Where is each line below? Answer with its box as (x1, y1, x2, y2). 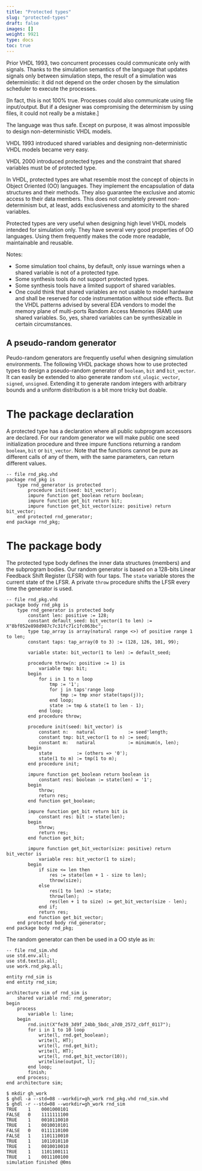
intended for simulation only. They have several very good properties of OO (6, 226, 194, 233)
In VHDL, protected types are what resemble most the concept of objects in (6, 176, 194, 183)
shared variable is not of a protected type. (14, 269, 119, 276)
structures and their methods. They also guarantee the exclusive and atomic (6, 188, 195, 196)
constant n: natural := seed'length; (38, 729, 169, 735)
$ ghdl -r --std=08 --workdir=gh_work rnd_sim (6, 1101, 125, 1107)
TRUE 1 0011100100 (6, 1154, 69, 1160)
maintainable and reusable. (6, 239, 74, 246)
